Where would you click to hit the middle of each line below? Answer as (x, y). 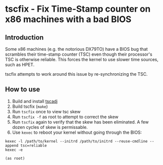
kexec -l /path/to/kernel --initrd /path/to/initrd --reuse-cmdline (76, 141)
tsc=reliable (34, 145)
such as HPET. (20, 65)
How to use (23, 90)
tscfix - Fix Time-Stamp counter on (78, 9)
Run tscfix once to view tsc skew (46, 111)
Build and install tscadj (35, 101)
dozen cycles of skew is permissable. (50, 127)
